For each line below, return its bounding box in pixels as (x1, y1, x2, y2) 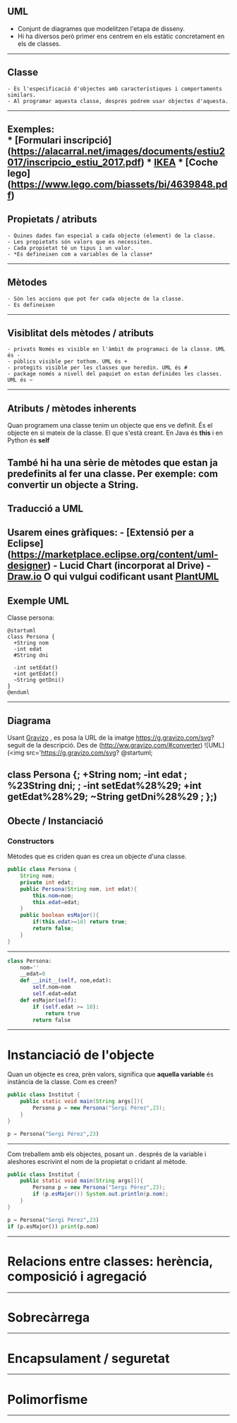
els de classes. (17, 39, 61, 48)
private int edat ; (20, 879, 74, 886)
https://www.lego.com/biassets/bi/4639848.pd (11, 179, 228, 191)
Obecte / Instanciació (7, 815, 104, 827)
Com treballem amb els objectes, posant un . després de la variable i (7, 1150, 207, 1158)
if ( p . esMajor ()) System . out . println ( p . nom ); (32, 1191, 169, 1198)
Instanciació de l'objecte (7, 1047, 154, 1063)
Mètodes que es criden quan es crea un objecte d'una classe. (7, 852, 187, 860)
